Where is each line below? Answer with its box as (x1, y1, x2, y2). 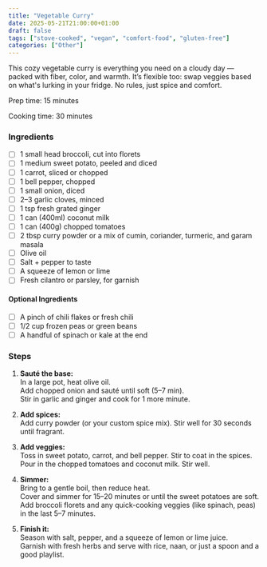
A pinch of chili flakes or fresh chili (19, 312, 134, 321)
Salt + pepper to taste (19, 258, 92, 267)
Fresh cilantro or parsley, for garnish (19, 275, 139, 285)
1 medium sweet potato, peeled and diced (19, 158, 158, 168)
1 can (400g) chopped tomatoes (19, 222, 126, 231)
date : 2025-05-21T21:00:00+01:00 (8, 19, 120, 27)
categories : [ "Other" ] (8, 42, 84, 50)
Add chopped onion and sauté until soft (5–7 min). (19, 385, 185, 395)
